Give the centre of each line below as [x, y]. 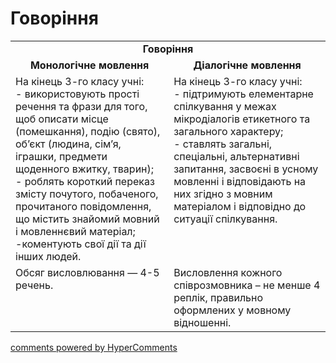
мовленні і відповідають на [240, 181]
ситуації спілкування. [225, 219]
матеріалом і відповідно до [240, 206]
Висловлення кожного [228, 272]
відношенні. [202, 322]
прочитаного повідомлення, [83, 206]
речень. [34, 285]
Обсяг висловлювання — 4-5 [87, 272]
